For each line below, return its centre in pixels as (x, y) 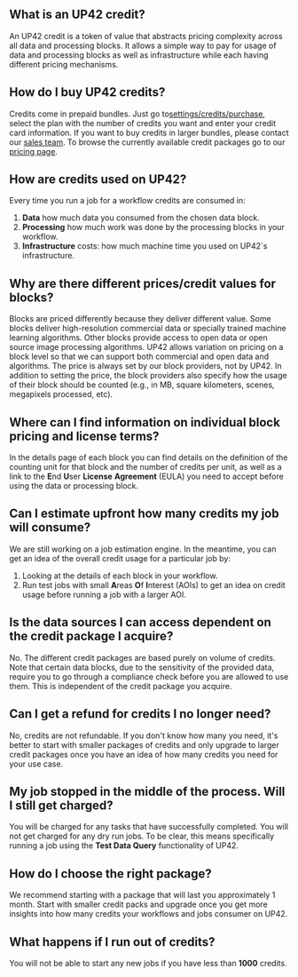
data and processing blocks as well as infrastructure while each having (139, 55)
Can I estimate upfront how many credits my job (144, 514)
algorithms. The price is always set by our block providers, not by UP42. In (145, 366)
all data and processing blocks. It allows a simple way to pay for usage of (143, 45)
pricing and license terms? (84, 436)
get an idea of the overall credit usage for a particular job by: (120, 558)
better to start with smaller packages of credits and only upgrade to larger (144, 744)
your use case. (36, 764)
